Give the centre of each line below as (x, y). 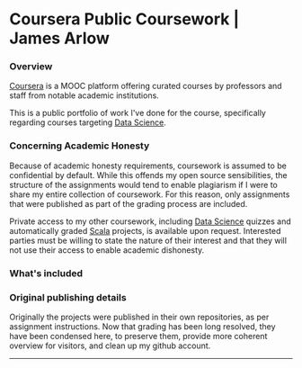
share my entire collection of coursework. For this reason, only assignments (150, 194)
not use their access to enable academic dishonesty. (107, 250)
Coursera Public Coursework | (124, 19)
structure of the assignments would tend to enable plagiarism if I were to (144, 184)
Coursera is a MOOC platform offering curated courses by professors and (146, 86)
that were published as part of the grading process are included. (129, 203)
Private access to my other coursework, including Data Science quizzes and (151, 221)
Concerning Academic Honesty (80, 146)
